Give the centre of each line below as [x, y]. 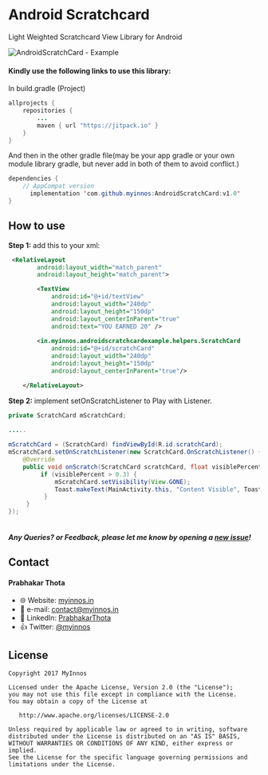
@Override [39, 460]
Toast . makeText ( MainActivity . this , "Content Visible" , [148, 489]
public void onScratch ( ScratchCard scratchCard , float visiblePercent [142, 467]
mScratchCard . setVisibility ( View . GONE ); [123, 481]
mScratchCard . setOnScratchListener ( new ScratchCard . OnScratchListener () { [135, 452]
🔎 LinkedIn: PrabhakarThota [65, 618]
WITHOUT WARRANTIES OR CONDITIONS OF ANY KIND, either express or [121, 743]
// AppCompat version [58, 186]
